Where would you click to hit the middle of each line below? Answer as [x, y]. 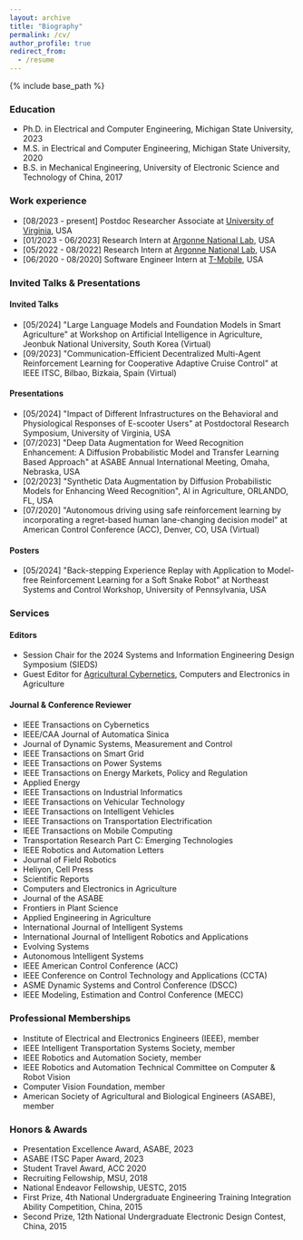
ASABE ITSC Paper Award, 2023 [83, 1159]
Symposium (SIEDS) [60, 664]
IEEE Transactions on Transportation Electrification [117, 822]
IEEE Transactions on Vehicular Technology [104, 802]
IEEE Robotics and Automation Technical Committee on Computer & [149, 1067]
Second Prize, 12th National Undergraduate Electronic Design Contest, [154, 1216]
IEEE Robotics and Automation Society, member [112, 1058]
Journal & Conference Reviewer [70, 704]
